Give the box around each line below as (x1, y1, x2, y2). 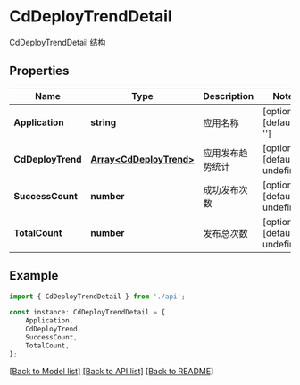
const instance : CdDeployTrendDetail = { (9, 308, 166, 317)
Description (203, 89, 254, 102)
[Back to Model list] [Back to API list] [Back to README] (9, 365, 214, 376)
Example (9, 268, 59, 283)
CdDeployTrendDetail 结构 (9, 37, 106, 47)
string (90, 116, 117, 129)
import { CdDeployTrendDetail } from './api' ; (9, 292, 186, 301)
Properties (9, 63, 70, 79)
